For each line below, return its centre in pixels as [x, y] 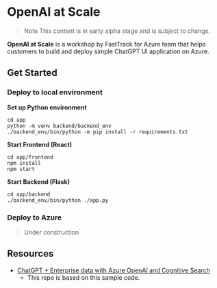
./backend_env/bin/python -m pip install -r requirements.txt [98, 132]
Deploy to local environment [55, 92]
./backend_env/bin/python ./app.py [58, 200]
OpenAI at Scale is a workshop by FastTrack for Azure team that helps [106, 44]
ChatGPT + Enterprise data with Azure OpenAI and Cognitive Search [113, 270]
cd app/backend [29, 194]
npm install [24, 163]
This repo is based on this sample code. [84, 277]
